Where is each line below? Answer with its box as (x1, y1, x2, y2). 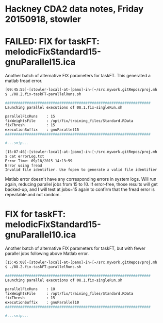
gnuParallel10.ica (5, 229, 76, 240)
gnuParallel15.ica (5, 57, 76, 68)
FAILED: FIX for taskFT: (5, 36, 100, 47)
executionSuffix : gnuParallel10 (5, 300, 79, 305)
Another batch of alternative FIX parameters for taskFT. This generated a (5, 73, 151, 79)
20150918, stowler (5, 14, 81, 25)
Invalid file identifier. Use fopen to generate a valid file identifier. (5, 168, 160, 172)
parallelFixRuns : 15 (5, 114, 55, 119)
